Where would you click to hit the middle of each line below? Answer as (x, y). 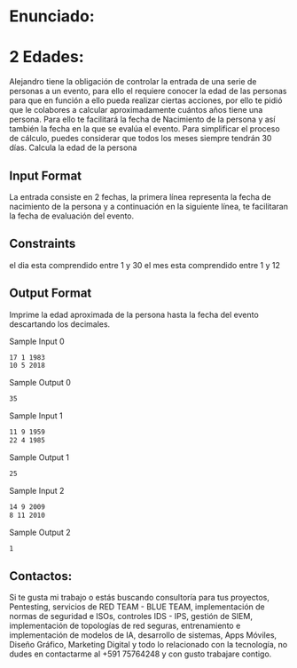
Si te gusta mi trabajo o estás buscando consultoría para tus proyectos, (140, 598)
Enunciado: (52, 16)
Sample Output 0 (40, 383)
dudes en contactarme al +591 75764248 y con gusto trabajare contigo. (141, 654)
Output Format (51, 294)
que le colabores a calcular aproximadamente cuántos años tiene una (136, 110)
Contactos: (41, 576)
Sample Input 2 (37, 490)
